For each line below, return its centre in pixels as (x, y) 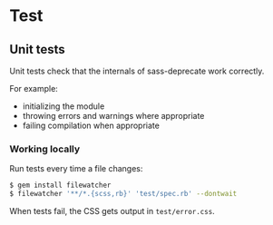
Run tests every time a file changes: (76, 169)
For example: (34, 88)
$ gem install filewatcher (60, 186)
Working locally (45, 149)
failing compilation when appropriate (91, 125)
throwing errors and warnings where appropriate (113, 116)
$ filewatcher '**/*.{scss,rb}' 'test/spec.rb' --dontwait (123, 194)
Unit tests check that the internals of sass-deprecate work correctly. (137, 71)
